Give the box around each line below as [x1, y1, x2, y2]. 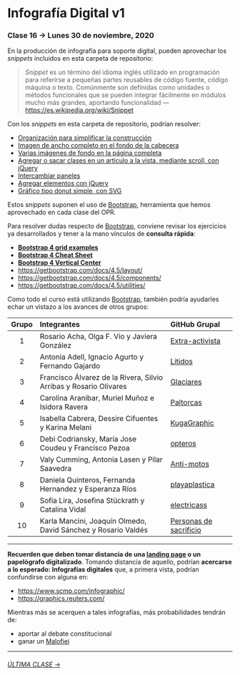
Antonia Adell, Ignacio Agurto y [39, 352, 144, 362]
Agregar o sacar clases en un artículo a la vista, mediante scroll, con [17, 156, 219, 165]
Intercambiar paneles [17, 171, 81, 180]
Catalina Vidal [39, 504, 86, 514]
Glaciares [170, 377, 202, 387]
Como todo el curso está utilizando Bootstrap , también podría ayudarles [7, 295, 219, 304]
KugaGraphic [170, 418, 214, 428]
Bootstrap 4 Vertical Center [17, 258, 101, 267]
